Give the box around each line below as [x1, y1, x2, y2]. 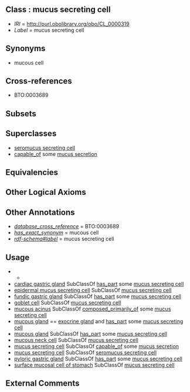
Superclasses [5, 129, 57, 138]
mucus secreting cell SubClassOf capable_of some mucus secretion [13, 343, 179, 350]
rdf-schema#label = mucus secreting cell [13, 235, 114, 242]
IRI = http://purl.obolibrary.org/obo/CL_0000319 [13, 20, 130, 27]
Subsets [5, 109, 36, 119]
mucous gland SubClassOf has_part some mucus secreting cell [13, 330, 168, 337]
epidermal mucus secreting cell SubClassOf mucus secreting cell [13, 287, 172, 294]
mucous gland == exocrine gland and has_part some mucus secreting [13, 318, 184, 325]
